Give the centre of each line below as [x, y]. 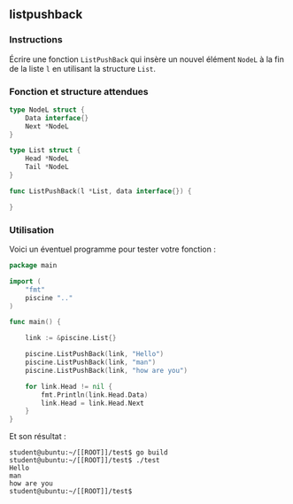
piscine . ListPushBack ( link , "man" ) [91, 362]
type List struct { [45, 151]
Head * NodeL [47, 159]
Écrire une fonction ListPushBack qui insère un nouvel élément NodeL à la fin [147, 59]
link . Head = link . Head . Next [93, 403]
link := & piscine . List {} [71, 338]
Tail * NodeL [47, 167]
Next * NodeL [47, 126]
